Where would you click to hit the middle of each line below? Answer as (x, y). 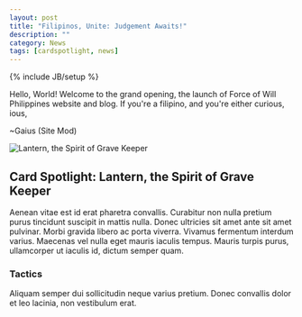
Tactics (26, 274)
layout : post (34, 18)
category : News (38, 43)
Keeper (30, 190)
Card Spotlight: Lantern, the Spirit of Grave (132, 177)
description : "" (40, 34)
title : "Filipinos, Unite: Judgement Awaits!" (98, 26)
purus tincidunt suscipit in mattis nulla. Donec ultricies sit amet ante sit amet (151, 222)
